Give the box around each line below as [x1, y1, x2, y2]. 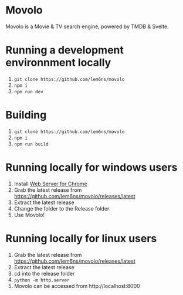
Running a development [5, 43, 124, 57]
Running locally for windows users [5, 161, 178, 174]
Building [5, 108, 47, 122]
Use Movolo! [13, 211, 45, 218]
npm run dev [13, 89, 43, 94]
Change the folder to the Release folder [13, 205, 110, 212]
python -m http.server [13, 277, 70, 283]
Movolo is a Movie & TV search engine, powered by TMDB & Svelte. [5, 23, 170, 30]
